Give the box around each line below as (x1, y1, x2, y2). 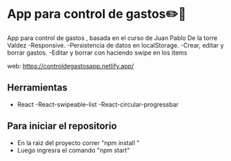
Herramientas (7, 82, 68, 94)
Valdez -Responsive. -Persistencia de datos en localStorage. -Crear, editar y (7, 41, 224, 49)
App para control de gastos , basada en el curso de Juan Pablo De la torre (7, 33, 218, 42)
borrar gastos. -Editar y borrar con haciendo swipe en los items (7, 48, 188, 57)
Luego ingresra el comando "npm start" (17, 146, 130, 154)
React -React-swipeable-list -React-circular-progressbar (17, 100, 179, 108)
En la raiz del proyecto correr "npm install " (17, 138, 140, 146)
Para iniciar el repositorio (7, 120, 117, 132)
